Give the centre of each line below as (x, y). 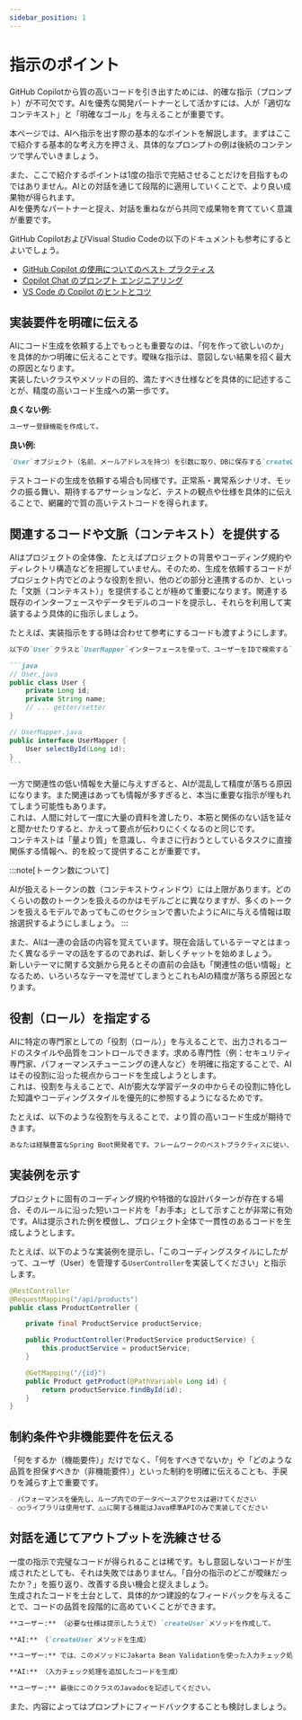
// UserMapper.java (46, 732)
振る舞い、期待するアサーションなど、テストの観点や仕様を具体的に (151, 492)
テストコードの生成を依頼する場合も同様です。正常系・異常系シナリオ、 (142, 481)
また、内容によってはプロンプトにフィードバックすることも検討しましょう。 (151, 1707)
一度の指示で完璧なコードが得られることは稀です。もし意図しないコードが (147, 1561)
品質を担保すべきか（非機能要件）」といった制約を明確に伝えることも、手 (145, 1471)
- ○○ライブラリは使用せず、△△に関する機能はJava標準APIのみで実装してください (139, 1508)
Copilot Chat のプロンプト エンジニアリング (103, 280)
